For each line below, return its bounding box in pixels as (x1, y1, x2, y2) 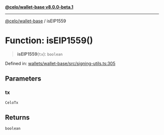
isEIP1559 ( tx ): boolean (17, 51, 63, 57)
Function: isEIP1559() (5, 35, 93, 46)
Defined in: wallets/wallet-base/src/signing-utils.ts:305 (5, 60, 116, 66)
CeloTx (5, 100, 19, 105)
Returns (5, 114, 30, 122)
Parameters (5, 75, 41, 83)
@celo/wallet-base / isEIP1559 (5, 18, 66, 24)
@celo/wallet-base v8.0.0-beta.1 (5, 4, 74, 10)
